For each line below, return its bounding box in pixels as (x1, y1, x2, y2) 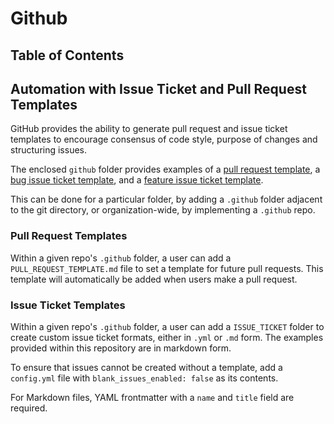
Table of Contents (10, 47, 125, 64)
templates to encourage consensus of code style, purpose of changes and (10, 133, 318, 146)
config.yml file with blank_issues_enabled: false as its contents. (10, 372, 279, 384)
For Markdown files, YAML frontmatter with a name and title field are (10, 391, 295, 403)
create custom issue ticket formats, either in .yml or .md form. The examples (10, 331, 324, 343)
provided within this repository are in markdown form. (10, 342, 232, 354)
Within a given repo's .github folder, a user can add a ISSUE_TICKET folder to (10, 320, 325, 332)
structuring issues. (10, 144, 88, 156)
